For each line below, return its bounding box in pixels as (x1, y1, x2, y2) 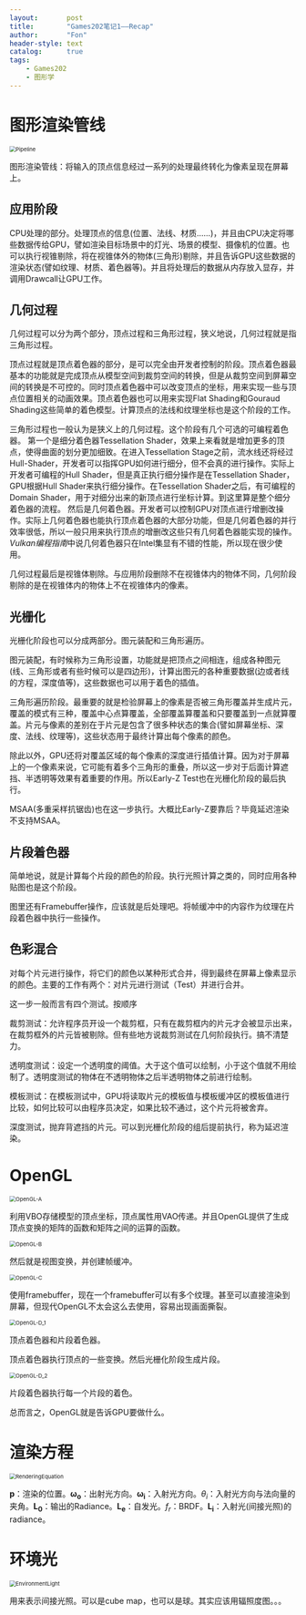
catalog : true (9, 47, 84, 57)
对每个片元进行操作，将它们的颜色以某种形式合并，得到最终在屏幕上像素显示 (9, 967, 297, 978)
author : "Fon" (9, 30, 88, 39)
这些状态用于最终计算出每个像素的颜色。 (84, 731, 237, 742)
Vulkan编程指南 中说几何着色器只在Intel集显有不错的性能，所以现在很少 (9, 538, 275, 549)
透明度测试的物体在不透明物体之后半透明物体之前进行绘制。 (33, 1071, 257, 1082)
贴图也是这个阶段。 (9, 881, 82, 892)
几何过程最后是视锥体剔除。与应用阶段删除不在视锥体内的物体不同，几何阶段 (9, 569, 297, 580)
